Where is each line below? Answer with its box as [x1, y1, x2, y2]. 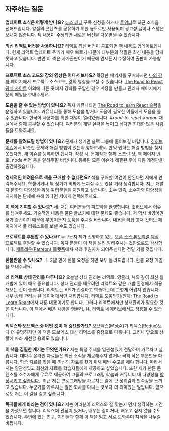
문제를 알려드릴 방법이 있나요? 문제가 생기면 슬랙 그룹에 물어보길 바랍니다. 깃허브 [5, 138, 163, 144]
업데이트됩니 [137, 42, 162, 49]
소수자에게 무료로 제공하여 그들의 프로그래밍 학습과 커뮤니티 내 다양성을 [18, 371, 159, 377]
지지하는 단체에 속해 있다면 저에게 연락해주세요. [5, 193, 98, 199]
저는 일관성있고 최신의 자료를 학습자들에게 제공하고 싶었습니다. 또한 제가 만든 [5, 365, 156, 371]
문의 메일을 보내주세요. [5, 91, 50, 97]
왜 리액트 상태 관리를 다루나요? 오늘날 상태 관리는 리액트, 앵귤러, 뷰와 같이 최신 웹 [5, 274, 164, 280]
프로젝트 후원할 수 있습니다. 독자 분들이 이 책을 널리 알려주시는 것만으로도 [5, 240, 149, 246]
